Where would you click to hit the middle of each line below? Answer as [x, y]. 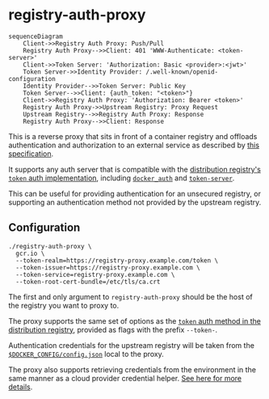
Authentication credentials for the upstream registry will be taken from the [131, 345]
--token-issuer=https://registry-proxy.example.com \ [108, 267]
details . [21, 387]
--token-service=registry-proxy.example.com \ [95, 274]
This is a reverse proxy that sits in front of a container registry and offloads [133, 136]
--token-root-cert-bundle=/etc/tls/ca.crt [88, 282]
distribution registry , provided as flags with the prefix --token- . [113, 329]
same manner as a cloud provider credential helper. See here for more [125, 378]
